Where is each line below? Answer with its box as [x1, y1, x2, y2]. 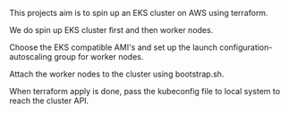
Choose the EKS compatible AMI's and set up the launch [9, 42, 217, 52]
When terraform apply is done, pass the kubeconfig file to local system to [9, 86, 280, 96]
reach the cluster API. [9, 95, 89, 106]
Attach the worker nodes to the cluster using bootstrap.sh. [9, 69, 225, 79]
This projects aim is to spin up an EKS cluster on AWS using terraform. [9, 8, 268, 18]
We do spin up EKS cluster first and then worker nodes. [9, 25, 214, 35]
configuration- [218, 42, 273, 52]
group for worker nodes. [53, 52, 144, 61]
